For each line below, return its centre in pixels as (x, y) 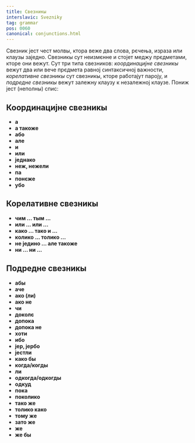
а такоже (26, 128)
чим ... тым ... (33, 218)
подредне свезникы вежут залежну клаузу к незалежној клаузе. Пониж (97, 82)
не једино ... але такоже (46, 243)
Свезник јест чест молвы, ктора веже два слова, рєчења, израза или (94, 51)
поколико (27, 397)
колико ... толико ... (40, 237)
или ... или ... (32, 224)
